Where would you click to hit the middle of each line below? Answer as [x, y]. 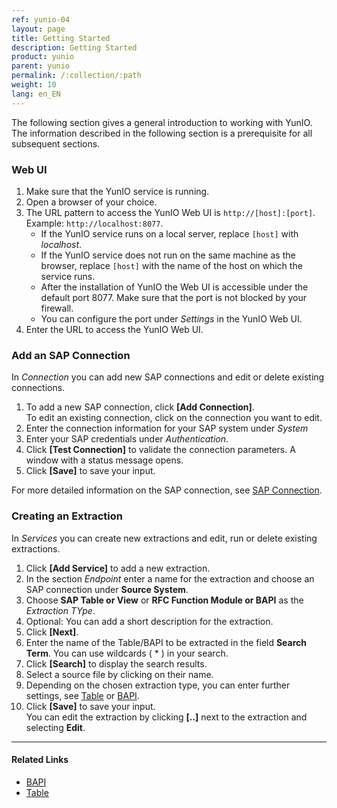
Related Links [40, 760]
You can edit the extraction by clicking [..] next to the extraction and [166, 717]
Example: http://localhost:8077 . [94, 223]
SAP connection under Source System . [107, 589]
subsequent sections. [56, 143]
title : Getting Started [61, 38]
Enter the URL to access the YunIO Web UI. [114, 329]
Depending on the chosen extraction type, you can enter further [158, 685]
